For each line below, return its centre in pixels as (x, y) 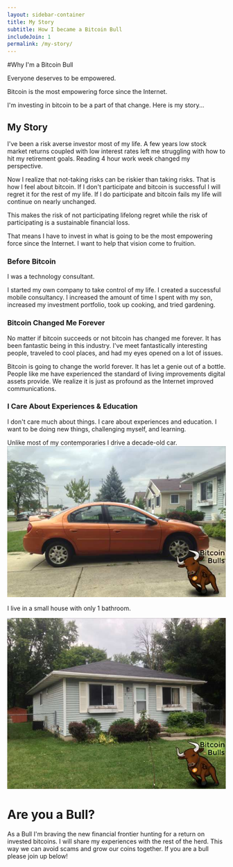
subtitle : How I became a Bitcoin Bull (65, 29)
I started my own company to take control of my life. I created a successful (114, 290)
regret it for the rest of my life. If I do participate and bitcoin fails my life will (114, 194)
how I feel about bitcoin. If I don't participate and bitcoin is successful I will (114, 186)
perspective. (25, 166)
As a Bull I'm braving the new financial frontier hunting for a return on (106, 834)
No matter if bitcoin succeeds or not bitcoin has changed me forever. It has (114, 338)
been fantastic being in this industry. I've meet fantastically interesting (107, 345)
